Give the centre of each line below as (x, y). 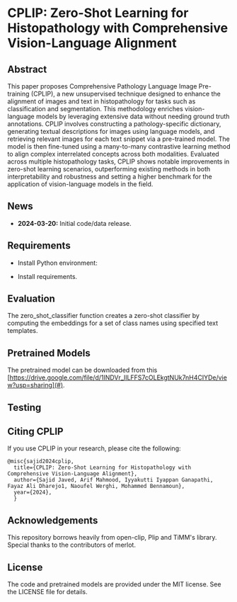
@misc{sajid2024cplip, (41, 462)
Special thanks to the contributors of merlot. (72, 545)
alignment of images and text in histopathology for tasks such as (102, 101)
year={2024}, (33, 493)
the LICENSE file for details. (48, 592)
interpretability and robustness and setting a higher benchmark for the (110, 176)
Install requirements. (47, 276)
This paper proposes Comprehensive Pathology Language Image (102, 86)
